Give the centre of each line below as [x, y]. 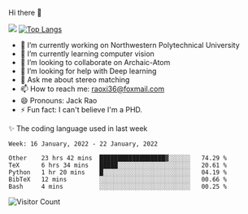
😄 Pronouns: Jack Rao [59, 100]
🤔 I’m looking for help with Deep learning [88, 71]
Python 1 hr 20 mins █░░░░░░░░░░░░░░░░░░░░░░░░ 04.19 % [118, 173]
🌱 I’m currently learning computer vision [87, 54]
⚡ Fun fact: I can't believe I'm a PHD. [81, 109]
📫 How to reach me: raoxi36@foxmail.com [92, 89]
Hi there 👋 [25, 13]
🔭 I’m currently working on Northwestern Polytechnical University [130, 45]
